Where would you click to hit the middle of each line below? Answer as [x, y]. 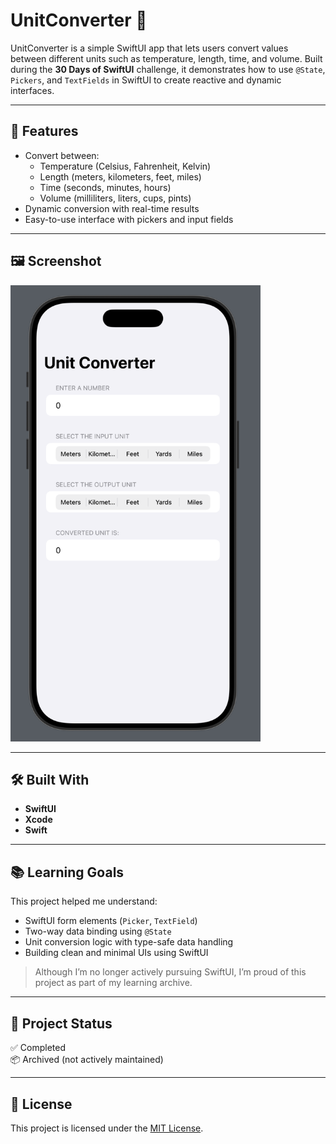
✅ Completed [38, 1048]
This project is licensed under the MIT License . [107, 1128]
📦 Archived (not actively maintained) [87, 1060]
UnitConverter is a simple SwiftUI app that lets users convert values [149, 48]
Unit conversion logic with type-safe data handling [129, 942]
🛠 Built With [50, 780]
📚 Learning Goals [67, 872]
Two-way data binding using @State [98, 931]
